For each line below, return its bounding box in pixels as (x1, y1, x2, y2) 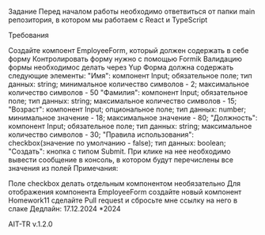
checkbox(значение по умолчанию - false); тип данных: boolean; (8, 138, 226, 147)
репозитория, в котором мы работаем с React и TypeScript (8, 15, 208, 25)
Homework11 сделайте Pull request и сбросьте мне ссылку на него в (8, 195, 238, 205)
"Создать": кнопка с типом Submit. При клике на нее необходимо (8, 146, 231, 156)
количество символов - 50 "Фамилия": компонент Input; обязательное (8, 88, 248, 97)
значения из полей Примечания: (8, 164, 119, 172)
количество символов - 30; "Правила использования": (8, 130, 195, 139)
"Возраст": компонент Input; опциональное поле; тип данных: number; (8, 104, 247, 114)
